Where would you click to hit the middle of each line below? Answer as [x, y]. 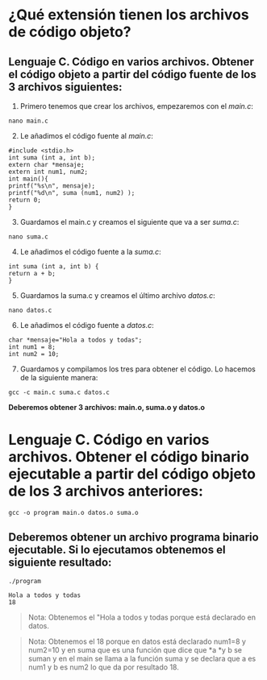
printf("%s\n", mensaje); [52, 186]
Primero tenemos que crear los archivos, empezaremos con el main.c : [137, 106]
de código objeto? [70, 32]
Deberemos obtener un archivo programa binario [134, 537]
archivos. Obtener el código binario [129, 457]
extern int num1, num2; [48, 172]
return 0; [25, 200]
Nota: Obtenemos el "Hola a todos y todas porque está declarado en [142, 617]
